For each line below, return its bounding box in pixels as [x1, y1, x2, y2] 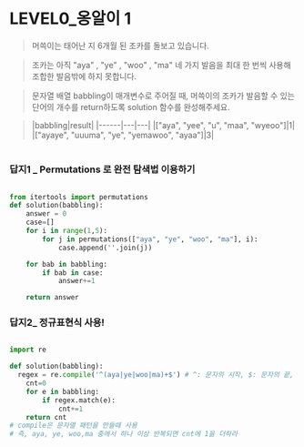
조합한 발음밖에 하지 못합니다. [31, 70, 137, 82]
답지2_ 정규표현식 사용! [9, 316, 105, 329]
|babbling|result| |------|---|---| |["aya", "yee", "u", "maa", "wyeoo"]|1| [31, 119, 296, 130]
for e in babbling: [25, 387, 100, 396]
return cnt [25, 412, 67, 422]
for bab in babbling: [25, 259, 107, 269]
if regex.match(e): [42, 395, 117, 405]
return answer [25, 293, 79, 302]
